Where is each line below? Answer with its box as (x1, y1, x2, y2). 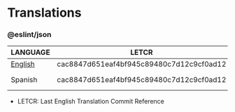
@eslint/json (7, 30, 52, 40)
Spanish (10, 75, 38, 85)
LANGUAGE (10, 47, 50, 57)
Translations (7, 5, 82, 21)
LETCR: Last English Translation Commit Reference (17, 97, 164, 106)
